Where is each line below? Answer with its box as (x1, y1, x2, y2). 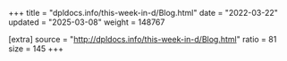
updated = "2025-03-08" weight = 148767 (8, 17, 165, 27)
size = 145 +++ (8, 43, 64, 54)
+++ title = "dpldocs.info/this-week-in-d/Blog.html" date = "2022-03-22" (8, 8, 279, 18)
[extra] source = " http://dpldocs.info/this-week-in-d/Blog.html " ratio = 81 (8, 34, 277, 44)
